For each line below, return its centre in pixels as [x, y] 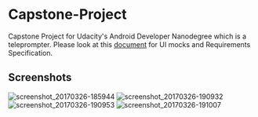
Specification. [31, 53]
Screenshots [40, 77]
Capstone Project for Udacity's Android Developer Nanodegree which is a [127, 36]
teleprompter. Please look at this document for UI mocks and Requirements [129, 44]
